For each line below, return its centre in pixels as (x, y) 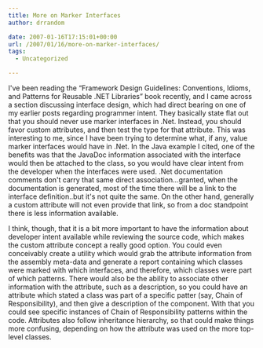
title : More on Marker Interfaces (65, 15)
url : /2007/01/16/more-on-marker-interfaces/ (84, 44)
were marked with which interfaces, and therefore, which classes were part (130, 270)
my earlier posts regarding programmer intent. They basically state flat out (128, 113)
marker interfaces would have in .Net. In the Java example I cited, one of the (131, 147)
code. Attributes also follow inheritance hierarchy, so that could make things (131, 320)
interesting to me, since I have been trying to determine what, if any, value (128, 138)
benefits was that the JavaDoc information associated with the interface (124, 155)
